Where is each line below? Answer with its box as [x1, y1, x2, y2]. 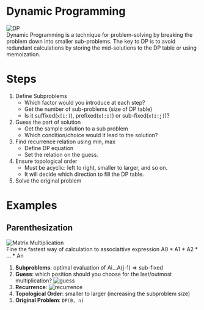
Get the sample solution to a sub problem [24, 124, 128, 132]
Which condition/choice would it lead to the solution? [24, 131, 158, 138]
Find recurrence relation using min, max [15, 138, 116, 145]
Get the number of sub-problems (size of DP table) [24, 105, 153, 113]
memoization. [6, 50, 41, 58]
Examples [6, 198, 57, 213]
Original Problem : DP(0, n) [15, 296, 84, 304]
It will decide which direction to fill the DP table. [24, 170, 145, 178]
